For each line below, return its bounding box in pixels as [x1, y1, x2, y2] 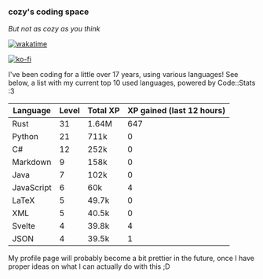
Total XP [87, 105, 120, 116]
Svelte [12, 221, 35, 232]
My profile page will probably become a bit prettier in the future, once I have [8, 254, 255, 263]
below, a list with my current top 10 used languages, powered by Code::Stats [8, 78, 256, 88]
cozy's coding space [8, 6, 89, 17]
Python [12, 131, 39, 142]
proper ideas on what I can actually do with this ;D [8, 262, 170, 271]
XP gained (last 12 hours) [127, 105, 226, 116]
